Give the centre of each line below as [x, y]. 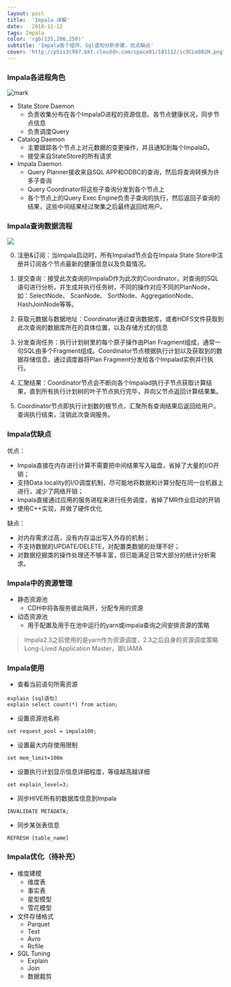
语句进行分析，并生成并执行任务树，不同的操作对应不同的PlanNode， [115, 287]
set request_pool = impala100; [52, 731]
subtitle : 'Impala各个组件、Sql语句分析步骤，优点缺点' [80, 45]
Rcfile [35, 946]
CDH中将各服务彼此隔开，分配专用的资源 [85, 608]
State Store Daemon [45, 106]
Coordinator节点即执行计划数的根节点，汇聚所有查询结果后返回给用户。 [118, 406]
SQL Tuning [34, 953]
